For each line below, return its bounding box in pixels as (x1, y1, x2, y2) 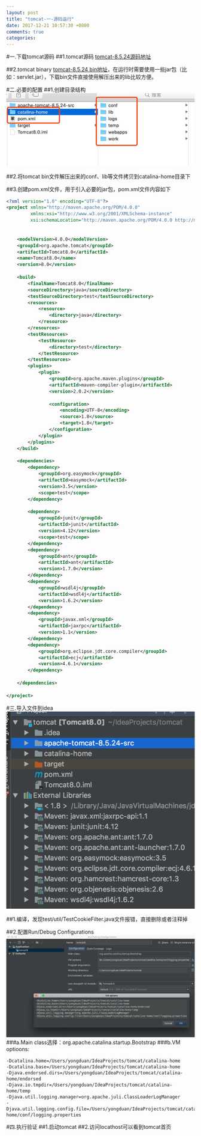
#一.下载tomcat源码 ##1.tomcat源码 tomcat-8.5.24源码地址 (6, 53, 151, 60)
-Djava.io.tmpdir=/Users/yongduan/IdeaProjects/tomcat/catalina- (6, 1082, 172, 1088)
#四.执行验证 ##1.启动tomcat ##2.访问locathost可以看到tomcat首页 (6, 1123, 172, 1131)
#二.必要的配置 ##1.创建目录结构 (6, 86, 86, 93)
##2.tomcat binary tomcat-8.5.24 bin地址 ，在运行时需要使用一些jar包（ (6, 66, 182, 73)
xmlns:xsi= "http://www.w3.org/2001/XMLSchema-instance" (30, 211, 172, 217)
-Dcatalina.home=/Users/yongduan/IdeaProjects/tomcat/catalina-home (6, 1058, 181, 1064)
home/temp (6, 1088, 31, 1094)
